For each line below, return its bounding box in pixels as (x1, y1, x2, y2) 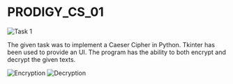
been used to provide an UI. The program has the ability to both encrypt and (7, 48, 227, 56)
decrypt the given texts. (7, 55, 76, 63)
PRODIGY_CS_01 (7, 4, 105, 20)
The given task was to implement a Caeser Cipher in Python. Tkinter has (7, 40, 215, 49)
